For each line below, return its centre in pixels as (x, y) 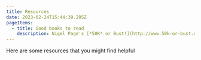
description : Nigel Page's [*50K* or (64, 34)
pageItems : (20, 23)
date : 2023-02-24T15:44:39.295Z (46, 17)
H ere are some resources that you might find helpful (71, 50)
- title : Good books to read (48, 28)
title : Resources (28, 12)
